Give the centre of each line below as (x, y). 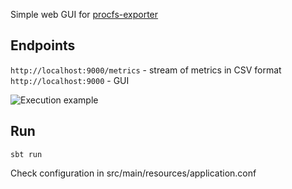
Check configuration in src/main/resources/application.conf (133, 173)
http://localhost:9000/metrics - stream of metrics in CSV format (146, 70)
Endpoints (43, 45)
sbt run (26, 154)
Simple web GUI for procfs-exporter (84, 14)
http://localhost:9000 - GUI (70, 80)
